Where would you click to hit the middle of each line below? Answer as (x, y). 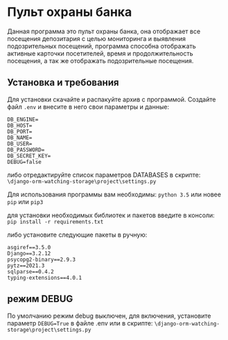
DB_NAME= (20, 137)
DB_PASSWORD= (26, 150)
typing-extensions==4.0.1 (44, 278)
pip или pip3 (25, 201)
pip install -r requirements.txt (55, 222)
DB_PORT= (20, 131)
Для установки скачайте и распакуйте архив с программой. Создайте (112, 99)
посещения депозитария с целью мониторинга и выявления (96, 38)
